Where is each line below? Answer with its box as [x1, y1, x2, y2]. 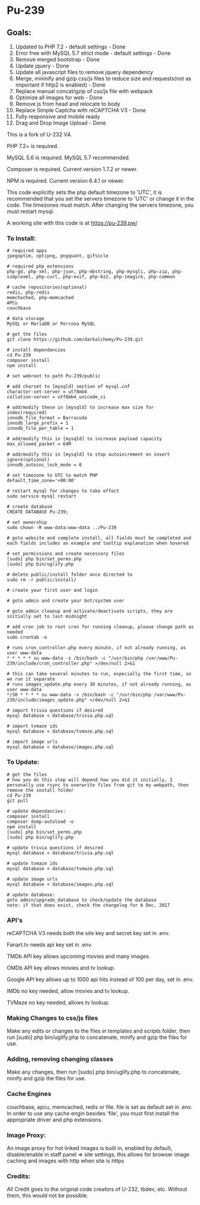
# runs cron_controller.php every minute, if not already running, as [7, 645, 186, 651]
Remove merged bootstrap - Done [15, 56, 100, 63]
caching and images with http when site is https [7, 1157, 124, 1164]
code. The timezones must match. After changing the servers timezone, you [7, 201, 194, 208]
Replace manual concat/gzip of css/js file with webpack [15, 88, 153, 94]
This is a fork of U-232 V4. [7, 131, 72, 138]
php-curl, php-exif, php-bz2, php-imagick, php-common [36, 274, 176, 280]
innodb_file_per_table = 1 [7, 425, 74, 432]
